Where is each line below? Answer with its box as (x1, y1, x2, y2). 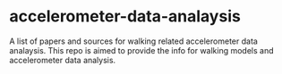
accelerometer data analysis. (9, 54, 116, 65)
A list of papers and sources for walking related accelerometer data (9, 36, 258, 46)
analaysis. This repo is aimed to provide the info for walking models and (9, 45, 275, 55)
